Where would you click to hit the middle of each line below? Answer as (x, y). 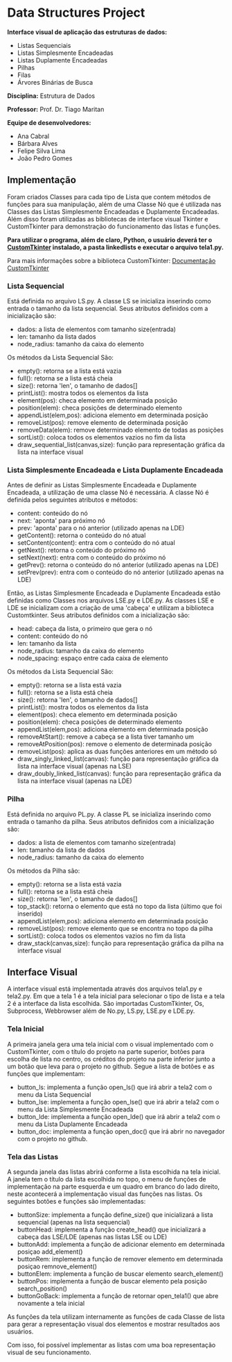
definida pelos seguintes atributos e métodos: (73, 500)
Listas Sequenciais (44, 45)
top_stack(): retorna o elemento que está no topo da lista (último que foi (119, 906)
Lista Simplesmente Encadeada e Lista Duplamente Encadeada (115, 470)
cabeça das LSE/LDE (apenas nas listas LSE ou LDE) (92, 1237)
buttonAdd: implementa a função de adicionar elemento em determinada (121, 1245)
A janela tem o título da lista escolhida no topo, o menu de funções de (107, 1179)
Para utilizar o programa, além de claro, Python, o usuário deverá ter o (110, 239)
